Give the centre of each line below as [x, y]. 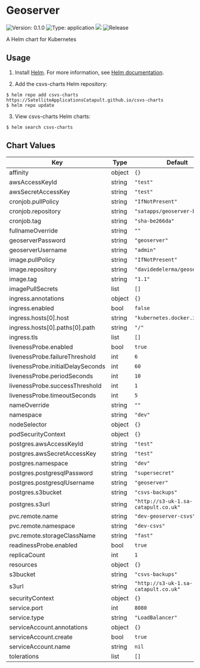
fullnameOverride [34, 230]
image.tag [23, 279]
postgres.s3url [29, 504]
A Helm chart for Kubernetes [41, 39]
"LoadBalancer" [156, 617]
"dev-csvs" [150, 526]
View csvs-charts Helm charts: [53, 116]
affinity [19, 172]
